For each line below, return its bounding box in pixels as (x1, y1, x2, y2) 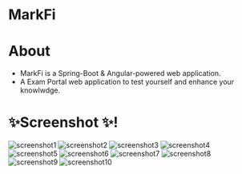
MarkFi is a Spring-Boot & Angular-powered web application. (19, 69, 221, 78)
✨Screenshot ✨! (8, 113, 119, 132)
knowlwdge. (19, 85, 61, 95)
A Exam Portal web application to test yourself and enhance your (19, 77, 235, 87)
